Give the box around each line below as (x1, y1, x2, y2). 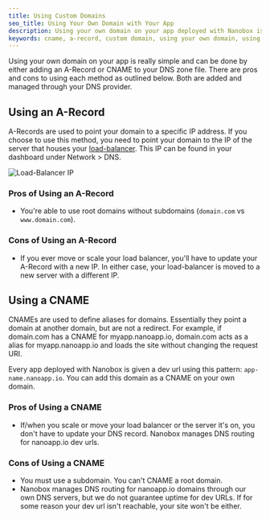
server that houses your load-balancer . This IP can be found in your (8, 144, 232, 154)
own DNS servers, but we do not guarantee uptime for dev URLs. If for (19, 492, 253, 503)
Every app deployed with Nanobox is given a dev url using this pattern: (8, 365, 243, 374)
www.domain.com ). (19, 215, 76, 224)
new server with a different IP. (19, 270, 120, 280)
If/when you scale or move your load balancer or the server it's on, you (19, 420, 256, 430)
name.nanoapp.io (8, 375, 63, 383)
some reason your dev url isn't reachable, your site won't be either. (19, 501, 243, 511)
